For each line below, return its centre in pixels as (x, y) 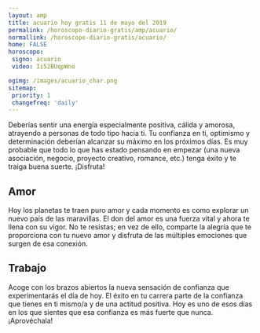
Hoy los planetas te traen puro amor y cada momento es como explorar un (128, 210)
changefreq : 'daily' (45, 103)
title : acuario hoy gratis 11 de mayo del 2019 (88, 23)
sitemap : (22, 88)
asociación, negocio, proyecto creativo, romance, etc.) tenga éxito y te (123, 159)
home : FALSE (27, 45)
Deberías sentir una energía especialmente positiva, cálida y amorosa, (122, 125)
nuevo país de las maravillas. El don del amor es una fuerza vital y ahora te (129, 219)
